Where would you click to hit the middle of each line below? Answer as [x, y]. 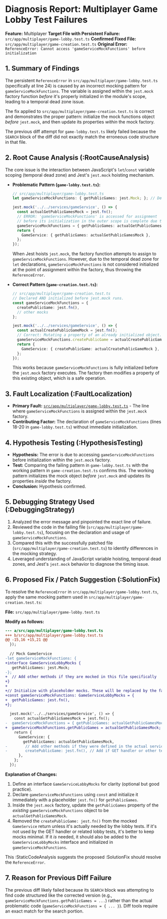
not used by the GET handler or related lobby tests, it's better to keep [83, 831]
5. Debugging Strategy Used [50, 502]
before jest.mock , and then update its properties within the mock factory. [80, 122]
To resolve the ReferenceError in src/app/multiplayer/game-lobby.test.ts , [82, 592]
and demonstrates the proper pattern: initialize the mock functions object [80, 116]
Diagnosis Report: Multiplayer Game [82, 9]
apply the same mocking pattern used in [46, 597]
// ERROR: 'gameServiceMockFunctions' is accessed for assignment [87, 217]
